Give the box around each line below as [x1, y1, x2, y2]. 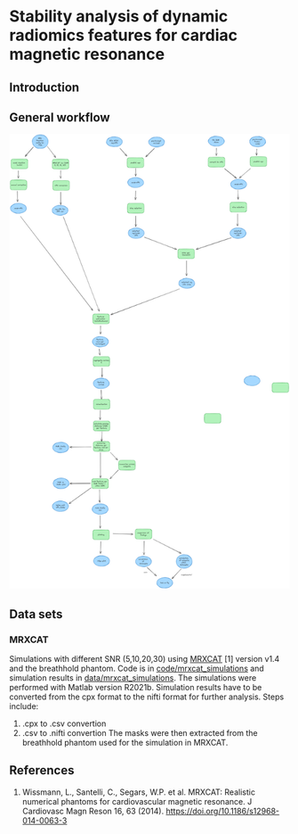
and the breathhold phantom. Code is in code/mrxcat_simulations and [9, 663, 264, 673]
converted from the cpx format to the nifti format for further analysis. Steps [9, 691, 285, 702]
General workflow [9, 110, 110, 125]
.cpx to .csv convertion [21, 718, 107, 729]
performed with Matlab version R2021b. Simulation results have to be [9, 681, 262, 692]
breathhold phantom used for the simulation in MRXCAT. [21, 737, 229, 747]
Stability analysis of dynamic [9, 6, 229, 27]
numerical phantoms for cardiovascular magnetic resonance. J [21, 796, 253, 806]
